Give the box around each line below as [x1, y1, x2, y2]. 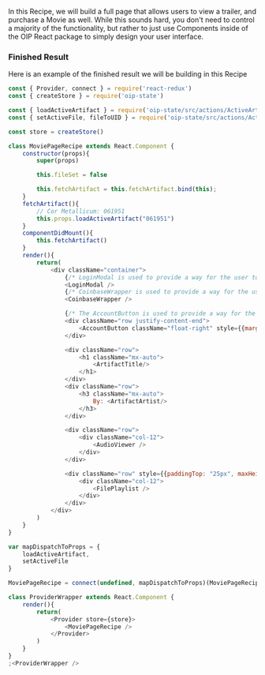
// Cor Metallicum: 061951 [36, 207, 125, 216]
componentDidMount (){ [22, 229, 93, 238]
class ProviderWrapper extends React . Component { [8, 594, 175, 602]
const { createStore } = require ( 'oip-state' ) [8, 92, 164, 100]
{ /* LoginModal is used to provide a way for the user [64, 273, 248, 281]
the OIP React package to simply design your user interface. [8, 32, 203, 41]
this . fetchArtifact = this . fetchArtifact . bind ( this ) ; [36, 186, 217, 193]
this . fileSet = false [36, 171, 108, 179]
